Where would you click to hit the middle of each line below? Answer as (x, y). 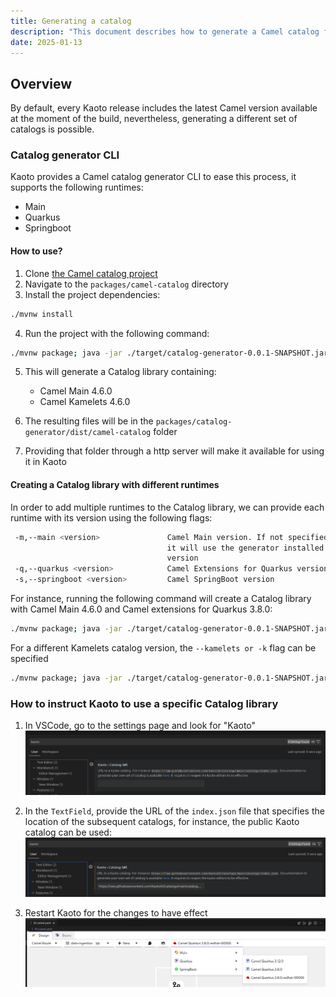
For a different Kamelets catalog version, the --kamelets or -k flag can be (163, 647)
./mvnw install (42, 314)
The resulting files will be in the (89, 421)
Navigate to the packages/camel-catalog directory (126, 284)
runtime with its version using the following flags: (111, 517)
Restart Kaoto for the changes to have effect (116, 913)
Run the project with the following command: (117, 333)
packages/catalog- (194, 422)
